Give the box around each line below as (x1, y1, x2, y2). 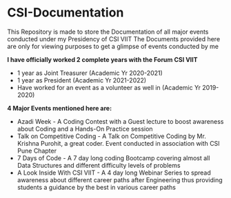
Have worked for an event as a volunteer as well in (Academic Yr (17, 83, 201, 91)
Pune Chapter (17, 146, 57, 155)
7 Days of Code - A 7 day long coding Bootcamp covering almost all (17, 153, 210, 162)
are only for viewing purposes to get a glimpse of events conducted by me (7, 42, 219, 50)
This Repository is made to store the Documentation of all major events (7, 27, 209, 36)
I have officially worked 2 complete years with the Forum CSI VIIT (7, 55, 198, 63)
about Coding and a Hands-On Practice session (17, 124, 153, 133)
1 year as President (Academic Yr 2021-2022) (17, 76, 147, 84)
